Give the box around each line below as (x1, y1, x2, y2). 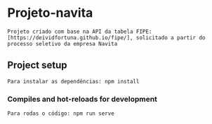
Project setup (7, 60, 68, 71)
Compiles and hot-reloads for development (7, 94, 158, 104)
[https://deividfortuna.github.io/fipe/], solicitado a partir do (7, 34, 206, 41)
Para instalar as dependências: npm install (7, 78, 140, 85)
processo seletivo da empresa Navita (7, 40, 118, 47)
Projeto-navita (7, 5, 93, 21)
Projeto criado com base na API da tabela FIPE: (7, 28, 152, 35)
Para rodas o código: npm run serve (7, 110, 114, 117)
